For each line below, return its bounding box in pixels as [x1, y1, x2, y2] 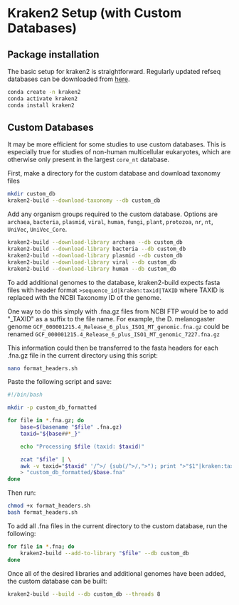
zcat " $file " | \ [20, 456, 72, 463]
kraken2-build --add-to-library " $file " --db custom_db [20, 550, 190, 557]
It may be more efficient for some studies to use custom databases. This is [7, 140, 226, 149]
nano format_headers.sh [7, 365, 78, 372]
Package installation [7, 48, 100, 60]
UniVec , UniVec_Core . [7, 225, 68, 234]
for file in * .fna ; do [7, 542, 75, 550]
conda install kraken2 [7, 102, 75, 109]
